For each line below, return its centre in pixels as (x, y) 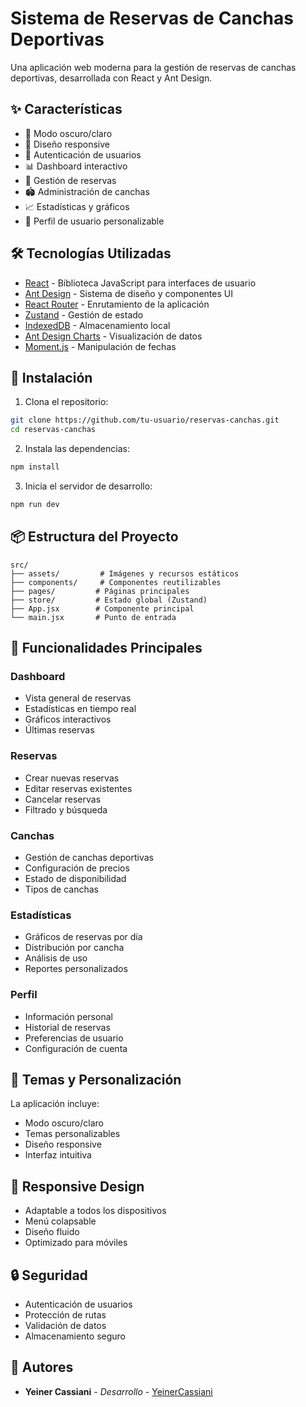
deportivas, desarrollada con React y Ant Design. (111, 78)
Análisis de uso (56, 958)
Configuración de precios (77, 868)
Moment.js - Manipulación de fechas (100, 346)
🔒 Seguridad (49, 1275)
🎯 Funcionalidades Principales (106, 648)
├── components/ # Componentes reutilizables (116, 582)
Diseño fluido (52, 1232)
